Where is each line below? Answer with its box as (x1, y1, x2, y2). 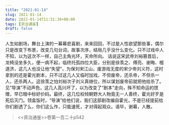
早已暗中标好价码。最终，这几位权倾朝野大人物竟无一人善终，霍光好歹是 (14, 91, 164, 97)
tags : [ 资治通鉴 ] (5, 21, 39, 27)
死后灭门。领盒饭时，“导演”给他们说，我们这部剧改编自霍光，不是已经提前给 (5, 97, 163, 103)
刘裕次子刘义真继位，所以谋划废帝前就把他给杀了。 (57, 79, 164, 85)
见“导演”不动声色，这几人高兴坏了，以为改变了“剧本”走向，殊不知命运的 (5, 85, 154, 91)
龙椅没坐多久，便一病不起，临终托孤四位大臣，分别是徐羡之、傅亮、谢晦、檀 (5, 59, 164, 66)
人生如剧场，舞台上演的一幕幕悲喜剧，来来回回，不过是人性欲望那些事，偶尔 (5, 41, 164, 47)
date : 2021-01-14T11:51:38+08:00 (5, 17, 75, 22)
